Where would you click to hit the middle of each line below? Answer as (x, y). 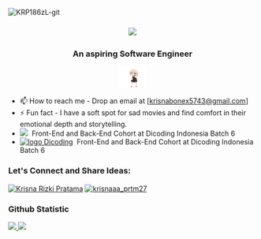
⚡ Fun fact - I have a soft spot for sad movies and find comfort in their (133, 112)
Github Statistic (39, 209)
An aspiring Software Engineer (132, 54)
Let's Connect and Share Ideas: (70, 170)
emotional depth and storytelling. (73, 124)
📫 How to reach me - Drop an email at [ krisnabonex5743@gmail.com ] (134, 101)
